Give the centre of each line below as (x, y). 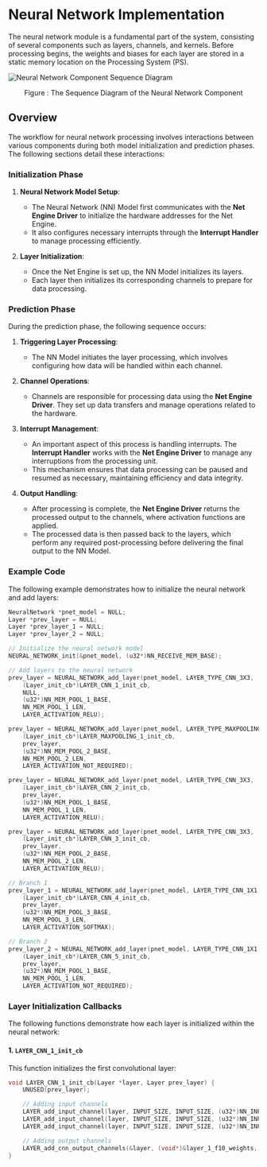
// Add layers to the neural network (71, 670)
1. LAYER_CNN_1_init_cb (46, 1050)
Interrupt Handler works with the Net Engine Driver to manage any (142, 453)
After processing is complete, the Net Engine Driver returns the (135, 509)
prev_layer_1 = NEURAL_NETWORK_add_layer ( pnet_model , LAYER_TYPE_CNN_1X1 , (135, 890)
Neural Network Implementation (116, 15)
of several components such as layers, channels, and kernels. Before (121, 45)
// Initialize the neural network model (76, 649)
